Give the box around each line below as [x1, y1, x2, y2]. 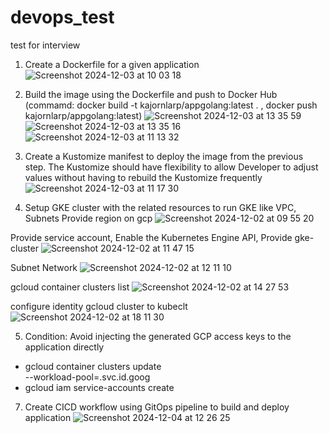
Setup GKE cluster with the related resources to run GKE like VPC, [24, 201, 297, 213]
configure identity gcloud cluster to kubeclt [10, 300, 188, 312]
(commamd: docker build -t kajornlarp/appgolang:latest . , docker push [24, 99, 318, 111]
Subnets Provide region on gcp [24, 212, 153, 224]
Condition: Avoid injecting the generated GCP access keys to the [24, 330, 292, 342]
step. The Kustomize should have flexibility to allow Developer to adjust [24, 161, 319, 173]
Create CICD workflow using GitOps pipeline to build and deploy [24, 401, 290, 413]
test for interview [10, 39, 81, 51]
